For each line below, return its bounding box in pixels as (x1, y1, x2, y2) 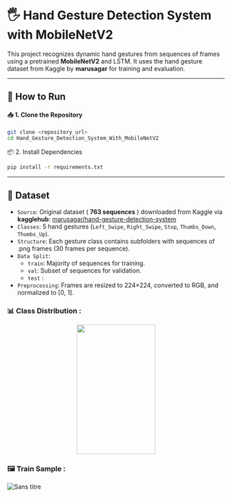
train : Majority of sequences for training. (27, 259, 145, 267)
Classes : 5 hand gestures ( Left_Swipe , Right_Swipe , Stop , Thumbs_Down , (17, 222, 216, 231)
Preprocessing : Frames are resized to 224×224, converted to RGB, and (17, 281, 219, 289)
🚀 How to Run (7, 91, 66, 103)
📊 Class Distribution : (7, 306, 81, 315)
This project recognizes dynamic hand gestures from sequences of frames (7, 50, 220, 58)
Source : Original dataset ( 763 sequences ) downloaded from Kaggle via (17, 207, 223, 216)
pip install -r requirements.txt (7, 164, 104, 171)
